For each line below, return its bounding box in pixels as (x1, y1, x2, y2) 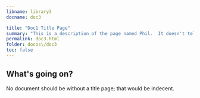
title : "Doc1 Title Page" (6, 25, 70, 31)
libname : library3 (6, 8, 52, 15)
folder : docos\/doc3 (6, 42, 58, 48)
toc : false (6, 47, 33, 53)
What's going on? (6, 69, 73, 79)
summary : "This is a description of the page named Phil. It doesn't (6, 30, 185, 36)
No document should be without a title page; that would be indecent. (6, 84, 174, 92)
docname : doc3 (6, 14, 42, 20)
